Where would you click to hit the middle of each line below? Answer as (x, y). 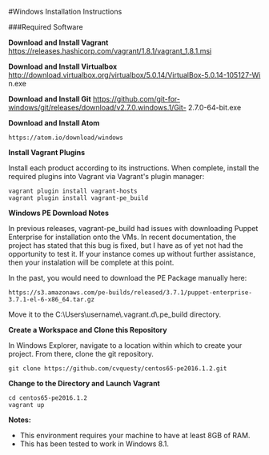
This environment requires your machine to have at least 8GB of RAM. (135, 435)
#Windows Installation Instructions (65, 12)
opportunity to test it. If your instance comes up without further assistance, (132, 254)
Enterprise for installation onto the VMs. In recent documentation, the (122, 237)
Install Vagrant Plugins (47, 152)
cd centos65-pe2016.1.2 (48, 398)
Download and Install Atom (54, 123)
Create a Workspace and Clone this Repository (88, 330)
